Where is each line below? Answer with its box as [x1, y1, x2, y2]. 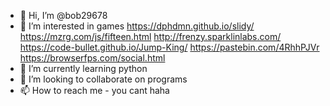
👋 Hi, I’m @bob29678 [19, 10, 108, 21]
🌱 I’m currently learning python [19, 63, 148, 74]
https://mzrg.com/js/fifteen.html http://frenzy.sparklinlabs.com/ [19, 31, 282, 42]
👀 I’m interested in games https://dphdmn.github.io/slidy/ [19, 20, 255, 32]
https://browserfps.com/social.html [19, 52, 166, 64]
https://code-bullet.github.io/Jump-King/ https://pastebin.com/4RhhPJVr [19, 41, 320, 53]
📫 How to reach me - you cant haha [19, 85, 170, 96]
